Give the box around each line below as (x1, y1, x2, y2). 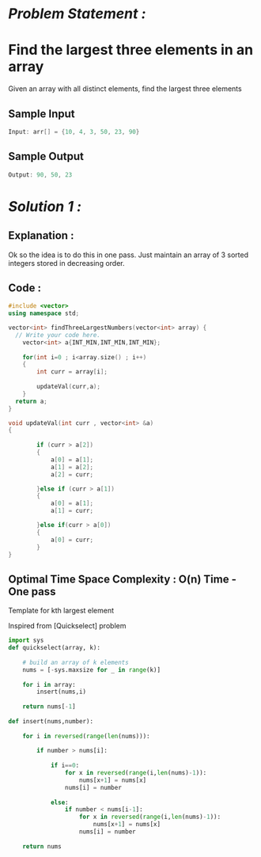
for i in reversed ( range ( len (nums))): (22, 732, 150, 740)
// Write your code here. (15, 331, 101, 339)
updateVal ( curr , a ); (36, 383, 101, 391)
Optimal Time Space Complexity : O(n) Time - (8, 572, 237, 586)
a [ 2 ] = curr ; (50, 470, 93, 479)
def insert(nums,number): (8, 717, 93, 725)
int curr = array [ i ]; (36, 368, 108, 376)
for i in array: (22, 681, 77, 688)
